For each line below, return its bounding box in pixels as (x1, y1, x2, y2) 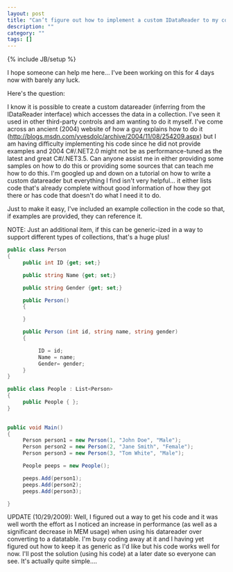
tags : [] (7, 36, 33, 43)
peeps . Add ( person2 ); (22, 481, 82, 488)
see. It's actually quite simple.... (7, 557, 98, 566)
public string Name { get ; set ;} (22, 271, 116, 278)
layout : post (7, 10, 45, 17)
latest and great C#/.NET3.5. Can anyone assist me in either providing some (7, 154, 224, 163)
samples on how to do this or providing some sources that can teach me (7, 162, 214, 170)
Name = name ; (37, 353, 76, 361)
